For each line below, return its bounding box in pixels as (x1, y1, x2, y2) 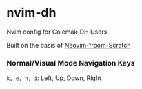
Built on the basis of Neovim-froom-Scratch (6, 41, 132, 49)
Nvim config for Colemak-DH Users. (6, 28, 110, 36)
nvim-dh (6, 5, 57, 21)
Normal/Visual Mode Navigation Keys (6, 58, 135, 68)
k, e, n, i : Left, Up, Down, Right (6, 74, 101, 82)
